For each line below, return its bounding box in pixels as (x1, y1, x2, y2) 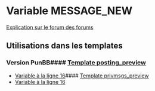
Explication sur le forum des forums (6, 24, 94, 31)
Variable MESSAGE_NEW (6, 4, 133, 18)
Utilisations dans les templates (6, 41, 123, 51)
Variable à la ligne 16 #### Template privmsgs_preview (14, 72, 149, 79)
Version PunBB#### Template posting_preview (6, 58, 146, 67)
